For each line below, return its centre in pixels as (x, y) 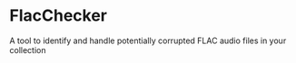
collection (28, 49)
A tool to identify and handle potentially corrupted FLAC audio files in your (148, 40)
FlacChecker (58, 16)
